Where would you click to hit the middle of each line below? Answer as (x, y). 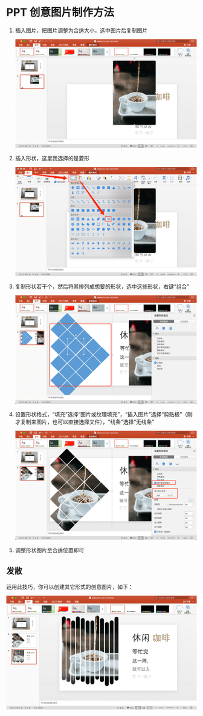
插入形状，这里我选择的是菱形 (52, 159)
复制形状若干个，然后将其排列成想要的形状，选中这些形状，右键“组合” (102, 286)
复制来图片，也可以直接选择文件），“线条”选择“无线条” (87, 422)
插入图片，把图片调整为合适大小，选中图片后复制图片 (81, 30)
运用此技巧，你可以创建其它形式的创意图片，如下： (70, 586)
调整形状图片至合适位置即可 (50, 550)
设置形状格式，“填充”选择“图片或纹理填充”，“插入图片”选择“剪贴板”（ (101, 415)
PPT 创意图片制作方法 (60, 12)
